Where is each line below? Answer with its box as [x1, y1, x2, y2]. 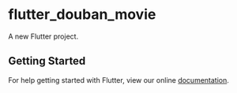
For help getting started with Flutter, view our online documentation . [8, 75, 229, 84]
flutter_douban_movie [8, 6, 156, 24]
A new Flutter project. [8, 32, 79, 41]
